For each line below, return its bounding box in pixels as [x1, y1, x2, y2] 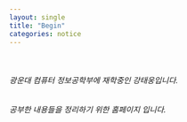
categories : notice [9, 29, 82, 38]
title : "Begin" [9, 21, 66, 30]
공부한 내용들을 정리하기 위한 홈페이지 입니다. [9, 103, 167, 115]
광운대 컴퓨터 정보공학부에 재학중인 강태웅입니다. [9, 74, 179, 85]
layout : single [9, 12, 66, 22]
